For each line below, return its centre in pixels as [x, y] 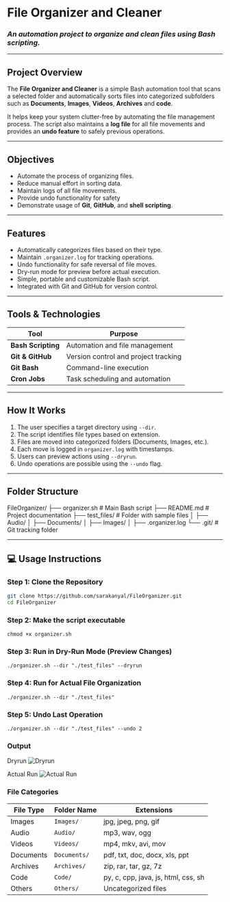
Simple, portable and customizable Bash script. [84, 279]
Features [26, 233]
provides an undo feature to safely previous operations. [86, 131]
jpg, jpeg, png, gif [131, 821]
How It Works [37, 410]
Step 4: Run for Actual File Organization [74, 683]
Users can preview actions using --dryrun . [77, 456]
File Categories [33, 792]
